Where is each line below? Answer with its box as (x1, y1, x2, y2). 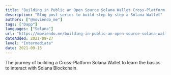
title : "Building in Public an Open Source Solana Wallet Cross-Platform (5, 7, 165, 13)
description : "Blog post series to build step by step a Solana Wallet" (5, 12, 163, 17)
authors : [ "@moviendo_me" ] (5, 17, 63, 22)
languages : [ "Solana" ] (5, 27, 53, 32)
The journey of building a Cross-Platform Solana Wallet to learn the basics (5, 59, 161, 65)
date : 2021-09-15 (5, 45, 42, 51)
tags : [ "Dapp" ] (5, 21, 38, 27)
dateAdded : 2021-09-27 (5, 36, 53, 41)
